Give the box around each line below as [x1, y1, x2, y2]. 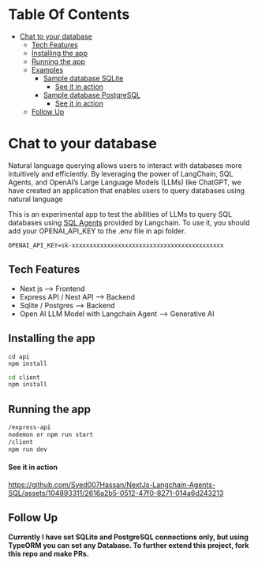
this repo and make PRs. [8, 549, 89, 558]
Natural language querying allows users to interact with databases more [8, 160, 242, 170]
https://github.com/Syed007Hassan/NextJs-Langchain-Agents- [8, 479, 215, 490]
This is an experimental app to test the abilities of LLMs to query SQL [8, 209, 233, 218]
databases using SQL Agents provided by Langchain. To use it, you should [8, 218, 250, 227]
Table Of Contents [8, 6, 130, 24]
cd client [8, 373, 41, 382]
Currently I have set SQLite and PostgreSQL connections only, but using [8, 532, 249, 542]
